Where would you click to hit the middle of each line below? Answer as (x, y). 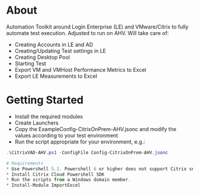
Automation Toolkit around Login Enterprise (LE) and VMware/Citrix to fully (97, 27)
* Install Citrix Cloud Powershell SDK (55, 174)
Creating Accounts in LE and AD (54, 44)
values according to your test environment (66, 135)
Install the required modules (49, 116)
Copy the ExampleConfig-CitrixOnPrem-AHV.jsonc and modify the (95, 129)
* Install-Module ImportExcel (44, 185)
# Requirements (25, 163)
